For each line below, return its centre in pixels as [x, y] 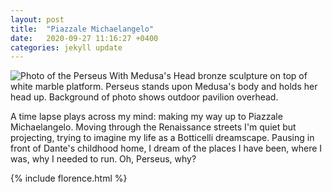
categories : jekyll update [66, 47]
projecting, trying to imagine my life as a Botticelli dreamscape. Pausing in [162, 138]
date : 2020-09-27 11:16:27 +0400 [84, 38]
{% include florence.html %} [69, 178]
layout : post [37, 19]
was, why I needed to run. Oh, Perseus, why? [103, 159]
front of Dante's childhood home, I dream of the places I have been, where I [166, 148]
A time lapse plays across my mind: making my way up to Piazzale [146, 117]
